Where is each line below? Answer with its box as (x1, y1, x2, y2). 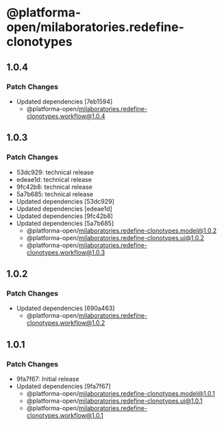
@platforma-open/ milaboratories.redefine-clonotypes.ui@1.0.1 (26, 397, 203, 405)
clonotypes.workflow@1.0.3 (26, 248, 105, 257)
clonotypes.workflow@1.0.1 (26, 411, 103, 419)
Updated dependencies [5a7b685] (16, 219, 114, 227)
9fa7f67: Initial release (16, 375, 79, 383)
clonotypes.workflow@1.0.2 (26, 319, 105, 327)
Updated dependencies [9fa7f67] (16, 382, 111, 390)
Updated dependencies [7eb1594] (16, 97, 113, 106)
